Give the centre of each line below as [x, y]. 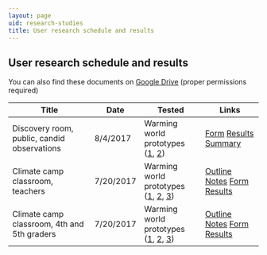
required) [23, 90]
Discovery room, [43, 128]
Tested [171, 110]
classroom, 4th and [48, 224]
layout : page [30, 16]
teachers [29, 191]
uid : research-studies [46, 23]
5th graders [34, 234]
